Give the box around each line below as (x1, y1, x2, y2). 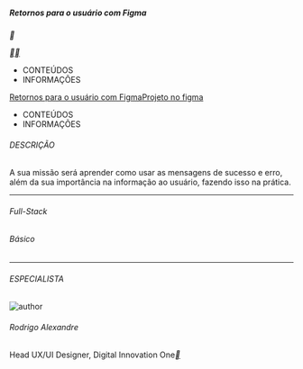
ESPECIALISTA (9, 273, 65, 283)
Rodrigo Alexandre (9, 321, 79, 332)
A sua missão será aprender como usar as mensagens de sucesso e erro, (9, 167, 283, 178)
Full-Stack (9, 205, 48, 216)
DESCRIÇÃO (9, 139, 56, 150)
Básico (9, 234, 35, 245)
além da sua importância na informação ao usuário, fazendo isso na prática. (9, 176, 291, 188)
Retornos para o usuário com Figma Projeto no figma (9, 91, 204, 103)
